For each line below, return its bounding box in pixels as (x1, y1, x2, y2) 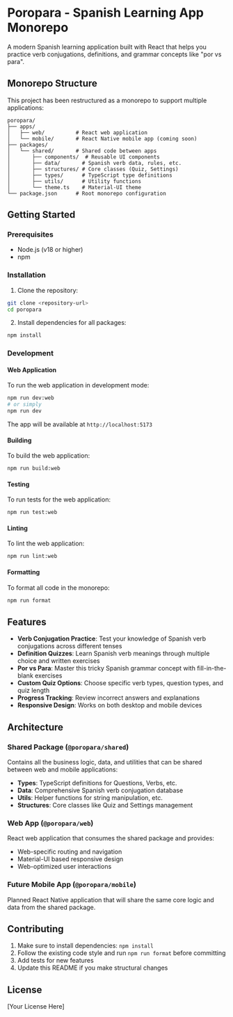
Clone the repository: (17, 286, 79, 294)
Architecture (7, 721, 64, 733)
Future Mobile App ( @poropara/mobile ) (7, 880, 137, 890)
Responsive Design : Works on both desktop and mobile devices (17, 701, 202, 710)
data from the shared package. (7, 903, 96, 911)
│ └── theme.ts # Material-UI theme (7, 184, 141, 191)
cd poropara (7, 306, 42, 313)
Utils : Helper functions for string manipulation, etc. (17, 793, 163, 801)
